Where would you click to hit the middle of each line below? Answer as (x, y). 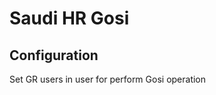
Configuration (54, 55)
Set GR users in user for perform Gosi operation (108, 79)
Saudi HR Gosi (69, 18)
